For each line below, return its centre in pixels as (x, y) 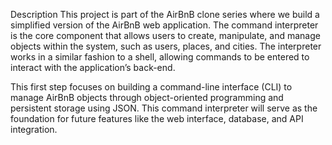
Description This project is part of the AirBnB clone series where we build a (165, 14)
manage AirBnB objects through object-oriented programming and (147, 97)
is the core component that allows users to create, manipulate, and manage (165, 35)
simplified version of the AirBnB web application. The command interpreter (164, 25)
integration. (34, 129)
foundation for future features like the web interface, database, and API (157, 118)
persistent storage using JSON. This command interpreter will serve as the (164, 108)
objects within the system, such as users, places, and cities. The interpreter (166, 46)
